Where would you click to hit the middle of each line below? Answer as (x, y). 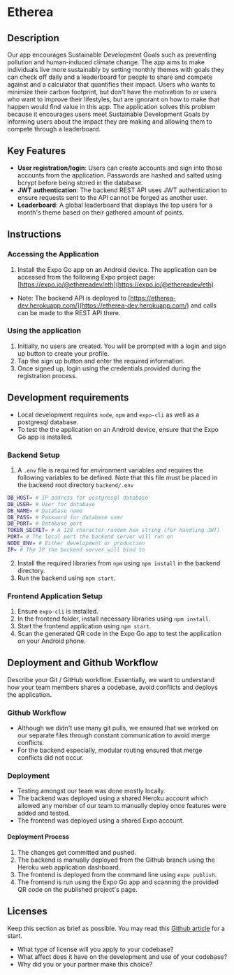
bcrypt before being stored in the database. (80, 182)
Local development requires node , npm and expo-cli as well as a (108, 414)
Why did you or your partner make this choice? (85, 964)
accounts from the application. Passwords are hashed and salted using (119, 175)
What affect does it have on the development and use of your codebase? (122, 956)
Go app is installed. (45, 437)
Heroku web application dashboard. (69, 867)
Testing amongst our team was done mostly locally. (91, 791)
